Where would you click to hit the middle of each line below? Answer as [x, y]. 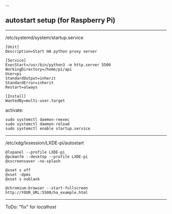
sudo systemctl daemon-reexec [38, 119]
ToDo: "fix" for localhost [31, 207]
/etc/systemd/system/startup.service [44, 37]
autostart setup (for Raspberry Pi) [60, 20]
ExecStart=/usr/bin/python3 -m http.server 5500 [58, 65]
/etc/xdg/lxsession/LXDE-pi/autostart [45, 143]
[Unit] [12, 47]
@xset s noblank [23, 179]
